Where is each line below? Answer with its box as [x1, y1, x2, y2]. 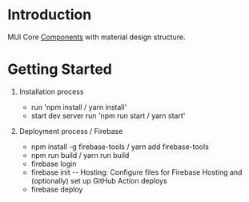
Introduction [7, 6, 92, 24]
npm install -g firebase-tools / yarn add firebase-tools [30, 142, 209, 151]
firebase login [30, 159, 77, 168]
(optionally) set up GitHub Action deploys [30, 176, 167, 185]
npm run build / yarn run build [30, 150, 130, 160]
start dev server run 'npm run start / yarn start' [30, 111, 186, 120]
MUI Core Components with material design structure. [7, 32, 186, 42]
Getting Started [7, 60, 113, 79]
